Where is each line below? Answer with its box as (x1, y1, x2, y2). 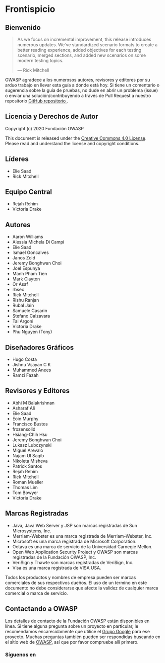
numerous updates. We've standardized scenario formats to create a (17, 42, 158, 48)
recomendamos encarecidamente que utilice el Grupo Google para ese (5, 628, 150, 634)
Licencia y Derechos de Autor (5, 112, 98, 121)
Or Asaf (12, 281, 28, 287)
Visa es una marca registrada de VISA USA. (12, 565, 102, 571)
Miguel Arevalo (12, 447, 44, 453)
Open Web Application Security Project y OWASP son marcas (12, 549, 138, 555)
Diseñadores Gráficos (5, 343, 74, 351)
